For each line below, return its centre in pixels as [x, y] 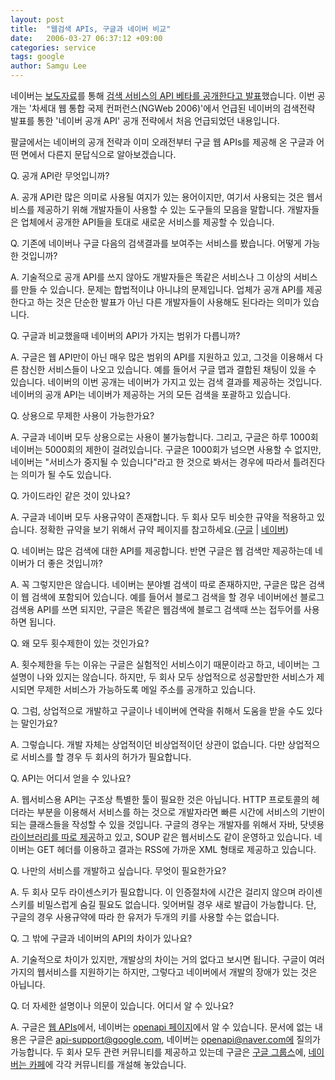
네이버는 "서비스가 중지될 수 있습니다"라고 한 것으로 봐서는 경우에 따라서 [150, 462]
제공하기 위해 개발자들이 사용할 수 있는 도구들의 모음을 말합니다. [160, 209]
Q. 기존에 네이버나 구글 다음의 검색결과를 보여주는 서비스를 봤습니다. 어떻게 [156, 243]
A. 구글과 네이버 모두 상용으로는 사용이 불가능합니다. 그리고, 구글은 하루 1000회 [164, 437]
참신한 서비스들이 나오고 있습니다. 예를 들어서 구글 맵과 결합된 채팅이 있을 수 [168, 369]
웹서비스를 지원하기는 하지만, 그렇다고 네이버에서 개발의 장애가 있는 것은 [177, 972]
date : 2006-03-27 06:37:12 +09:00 [86, 38]
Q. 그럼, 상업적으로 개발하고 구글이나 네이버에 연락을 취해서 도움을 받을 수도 [157, 710]
